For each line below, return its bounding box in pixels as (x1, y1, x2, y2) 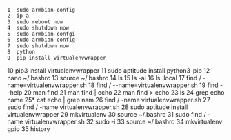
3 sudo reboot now (7, 19, 63, 25)
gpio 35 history (7, 125, 50, 133)
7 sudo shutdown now (7, 43, 70, 49)
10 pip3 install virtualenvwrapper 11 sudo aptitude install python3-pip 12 (7, 67, 210, 75)
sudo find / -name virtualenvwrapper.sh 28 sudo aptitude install (7, 103, 188, 111)
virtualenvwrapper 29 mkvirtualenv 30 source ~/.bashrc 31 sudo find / (7, 110, 206, 118)
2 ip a (7, 12, 30, 19)
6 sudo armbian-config (7, 36, 76, 43)
